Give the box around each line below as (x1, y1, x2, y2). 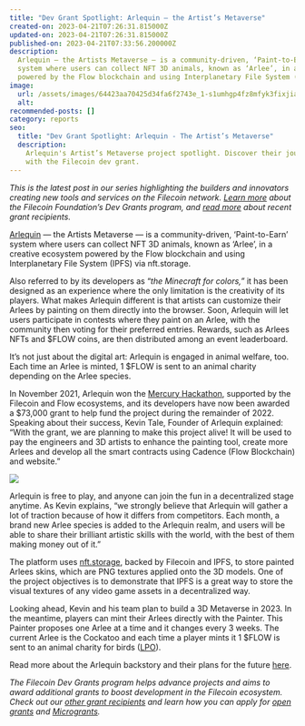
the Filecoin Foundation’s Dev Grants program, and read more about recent (9, 201, 292, 212)
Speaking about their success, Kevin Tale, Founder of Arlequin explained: (9, 417, 284, 428)
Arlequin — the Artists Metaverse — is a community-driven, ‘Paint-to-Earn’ (9, 228, 289, 239)
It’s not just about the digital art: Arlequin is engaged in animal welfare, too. (9, 351, 290, 362)
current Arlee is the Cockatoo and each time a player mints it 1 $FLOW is (9, 631, 280, 642)
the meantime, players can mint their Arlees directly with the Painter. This (9, 612, 283, 623)
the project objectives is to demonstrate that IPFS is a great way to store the (9, 575, 293, 587)
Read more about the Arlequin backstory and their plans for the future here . (9, 659, 292, 670)
